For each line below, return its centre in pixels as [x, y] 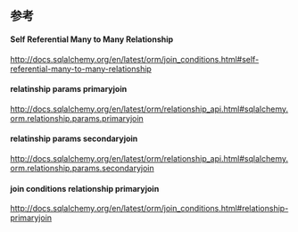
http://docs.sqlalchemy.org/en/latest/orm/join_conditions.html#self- [135, 59]
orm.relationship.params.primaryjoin [77, 118]
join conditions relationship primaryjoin [85, 188]
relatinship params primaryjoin [69, 89]
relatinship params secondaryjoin [74, 139]
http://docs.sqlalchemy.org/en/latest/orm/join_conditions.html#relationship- [149, 209]
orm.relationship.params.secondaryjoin [82, 168]
